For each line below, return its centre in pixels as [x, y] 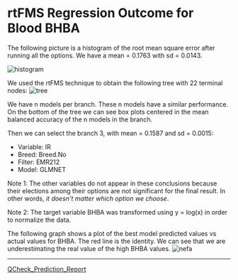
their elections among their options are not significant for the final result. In [117, 190]
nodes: [17, 90]
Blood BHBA [44, 28]
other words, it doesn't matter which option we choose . [88, 198]
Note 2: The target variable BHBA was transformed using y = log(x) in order [118, 212]
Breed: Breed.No [42, 154]
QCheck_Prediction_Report [47, 269]
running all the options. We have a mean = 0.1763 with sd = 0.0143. [105, 55]
